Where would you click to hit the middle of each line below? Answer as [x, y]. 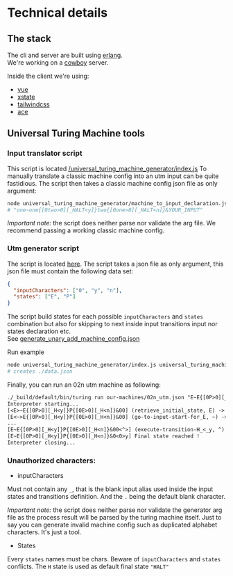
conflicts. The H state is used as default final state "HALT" [88, 567]
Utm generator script [43, 248]
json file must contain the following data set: [70, 271]
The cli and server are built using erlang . [65, 55]
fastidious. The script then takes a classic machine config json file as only [113, 183]
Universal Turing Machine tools [76, 134]
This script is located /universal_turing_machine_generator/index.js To [107, 168]
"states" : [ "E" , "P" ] [45, 297]
